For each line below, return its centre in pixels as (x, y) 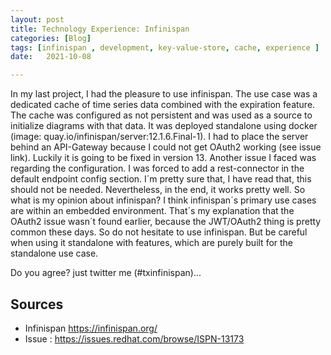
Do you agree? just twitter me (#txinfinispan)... (106, 273)
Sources (37, 304)
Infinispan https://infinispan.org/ (91, 328)
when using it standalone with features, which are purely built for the (152, 243)
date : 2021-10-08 (51, 57)
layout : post (37, 19)
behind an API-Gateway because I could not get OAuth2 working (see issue (166, 147)
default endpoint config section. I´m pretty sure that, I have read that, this (161, 179)
